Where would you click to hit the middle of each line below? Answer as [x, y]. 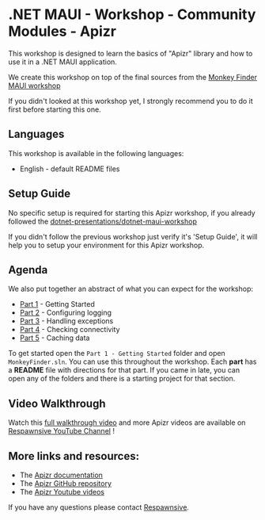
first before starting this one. [55, 109]
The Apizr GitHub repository [66, 484]
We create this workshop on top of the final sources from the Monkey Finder [132, 77]
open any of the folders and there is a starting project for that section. [122, 379]
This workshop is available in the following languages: [96, 153]
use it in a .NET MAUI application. [62, 62]
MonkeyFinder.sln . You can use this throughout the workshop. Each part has [132, 361]
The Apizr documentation [61, 475]
